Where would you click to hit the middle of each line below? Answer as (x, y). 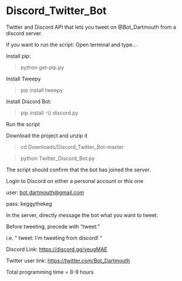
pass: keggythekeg (29, 204)
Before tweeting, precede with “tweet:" (53, 226)
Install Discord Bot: (29, 101)
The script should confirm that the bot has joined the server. (78, 170)
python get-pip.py (42, 67)
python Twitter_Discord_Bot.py (58, 158)
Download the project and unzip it (47, 136)
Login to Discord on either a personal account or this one (75, 181)
